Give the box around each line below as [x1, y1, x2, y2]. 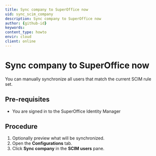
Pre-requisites [5, 96, 50, 104]
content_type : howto [5, 30, 47, 35]
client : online [5, 39, 36, 44]
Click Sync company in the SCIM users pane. [12, 146, 105, 152]
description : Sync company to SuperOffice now [5, 16, 101, 21]
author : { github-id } [5, 20, 47, 26]
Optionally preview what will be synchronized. [12, 135, 105, 141]
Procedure [5, 122, 38, 131]
